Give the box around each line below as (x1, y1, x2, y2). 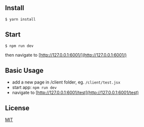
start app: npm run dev (12, 85, 57, 90)
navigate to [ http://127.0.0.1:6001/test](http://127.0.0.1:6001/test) (12, 90, 139, 96)
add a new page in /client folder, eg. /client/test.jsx (12, 79, 121, 85)
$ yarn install (5, 17, 36, 21)
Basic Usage (5, 66, 44, 75)
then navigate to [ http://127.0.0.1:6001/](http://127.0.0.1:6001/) (5, 52, 127, 58)
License (5, 104, 30, 112)
